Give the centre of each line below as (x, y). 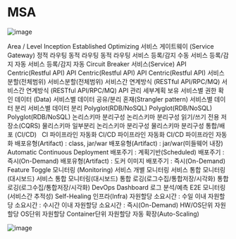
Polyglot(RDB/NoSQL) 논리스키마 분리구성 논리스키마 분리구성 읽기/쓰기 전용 (113, 116)
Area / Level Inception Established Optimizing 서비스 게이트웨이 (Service (111, 46)
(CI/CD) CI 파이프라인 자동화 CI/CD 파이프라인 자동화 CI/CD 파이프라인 (114, 134)
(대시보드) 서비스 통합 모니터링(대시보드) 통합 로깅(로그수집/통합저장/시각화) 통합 (118, 178)
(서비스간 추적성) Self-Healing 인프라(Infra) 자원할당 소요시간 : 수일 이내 (107, 196)
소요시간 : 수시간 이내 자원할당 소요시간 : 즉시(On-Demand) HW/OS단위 (114, 204)
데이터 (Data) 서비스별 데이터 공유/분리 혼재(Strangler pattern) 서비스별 (113, 99)
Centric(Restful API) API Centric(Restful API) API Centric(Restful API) (107, 73)
